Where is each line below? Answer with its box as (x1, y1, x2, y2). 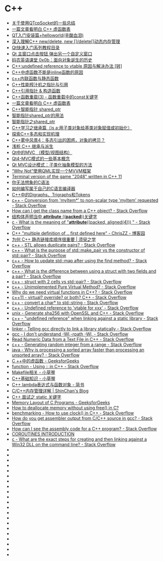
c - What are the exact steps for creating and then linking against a (11, 436, 147, 442)
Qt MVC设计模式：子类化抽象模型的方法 (11, 161, 93, 168)
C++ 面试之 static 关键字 (11, 394, 62, 400)
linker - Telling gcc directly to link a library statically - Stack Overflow (11, 326, 152, 332)
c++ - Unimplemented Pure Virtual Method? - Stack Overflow (11, 284, 136, 290)
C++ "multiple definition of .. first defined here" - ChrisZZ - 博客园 (11, 230, 145, 236)
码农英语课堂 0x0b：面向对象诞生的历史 (11, 57, 93, 63)
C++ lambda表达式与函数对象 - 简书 (11, 381, 84, 387)
